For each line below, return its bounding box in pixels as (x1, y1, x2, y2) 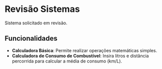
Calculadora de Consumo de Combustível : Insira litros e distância (11, 53, 149, 59)
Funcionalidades (4, 34, 58, 43)
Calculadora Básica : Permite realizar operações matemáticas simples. (11, 47, 157, 53)
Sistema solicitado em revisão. (4, 20, 68, 26)
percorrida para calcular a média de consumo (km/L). (11, 58, 122, 64)
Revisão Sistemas (4, 3, 80, 15)
